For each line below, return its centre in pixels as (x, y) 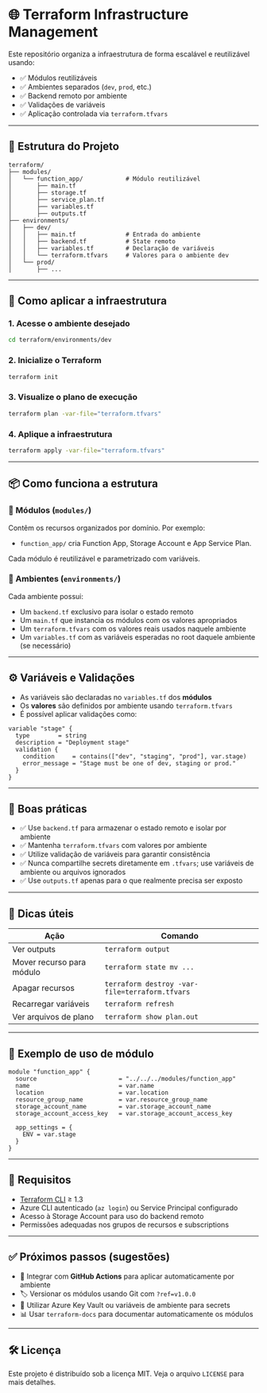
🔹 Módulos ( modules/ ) (50, 510)
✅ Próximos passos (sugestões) (89, 1257)
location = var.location (92, 1093)
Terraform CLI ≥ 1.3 (51, 1199)
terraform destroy (139, 984)
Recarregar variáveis (51, 1004)
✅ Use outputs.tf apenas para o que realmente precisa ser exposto (131, 880)
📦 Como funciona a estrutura (83, 484)
